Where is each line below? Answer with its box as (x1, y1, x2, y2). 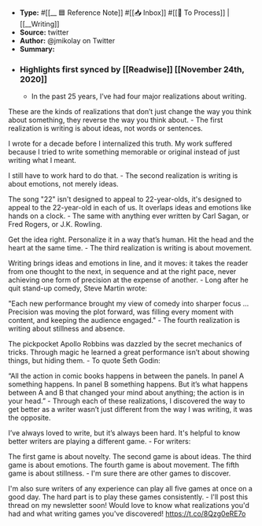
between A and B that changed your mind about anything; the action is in (8, 388, 245, 398)
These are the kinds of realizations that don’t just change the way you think (8, 107, 252, 117)
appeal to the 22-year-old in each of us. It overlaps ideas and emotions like (8, 203, 252, 213)
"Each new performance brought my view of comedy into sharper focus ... (8, 299, 249, 309)
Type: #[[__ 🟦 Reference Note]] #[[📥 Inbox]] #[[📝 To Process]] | (19, 8, 230, 17)
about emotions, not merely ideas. (8, 180, 120, 189)
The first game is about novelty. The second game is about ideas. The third (8, 452, 252, 461)
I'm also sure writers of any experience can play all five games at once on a (8, 484, 253, 494)
